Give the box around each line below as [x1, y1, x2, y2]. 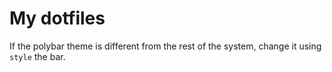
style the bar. [9, 50, 66, 62]
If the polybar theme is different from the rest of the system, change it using [9, 40, 322, 52]
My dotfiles [9, 7, 106, 30]
